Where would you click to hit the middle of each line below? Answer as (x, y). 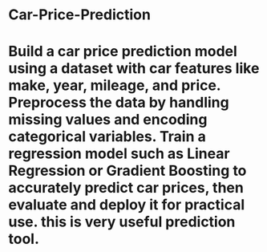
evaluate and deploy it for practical (127, 205)
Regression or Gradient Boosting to (127, 171)
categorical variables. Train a (107, 137)
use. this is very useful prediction (122, 222)
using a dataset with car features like (134, 69)
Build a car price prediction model (123, 52)
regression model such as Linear (119, 154)
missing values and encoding (108, 120)
